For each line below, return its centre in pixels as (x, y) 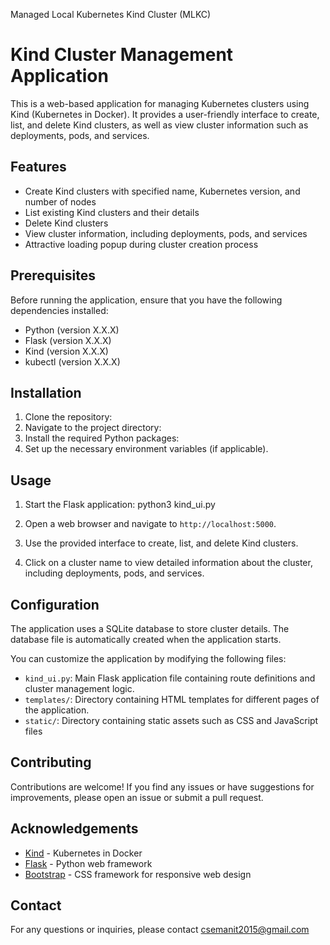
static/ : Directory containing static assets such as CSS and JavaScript (171, 720)
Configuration (55, 604)
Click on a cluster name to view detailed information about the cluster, (168, 563)
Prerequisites (53, 275)
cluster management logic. (79, 688)
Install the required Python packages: (102, 438)
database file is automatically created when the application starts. (146, 639)
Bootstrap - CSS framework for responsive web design (138, 874)
